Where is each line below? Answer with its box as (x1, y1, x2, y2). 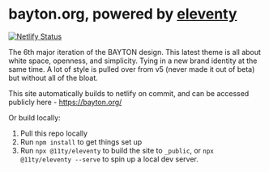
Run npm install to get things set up (19, 136, 143, 146)
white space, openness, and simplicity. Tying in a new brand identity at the (8, 56, 258, 65)
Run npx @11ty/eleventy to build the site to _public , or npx (19, 145, 215, 155)
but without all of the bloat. (8, 73, 99, 82)
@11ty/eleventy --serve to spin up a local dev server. (19, 154, 199, 164)
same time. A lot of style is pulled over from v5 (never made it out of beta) (8, 64, 255, 73)
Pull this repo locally (19, 128, 88, 138)
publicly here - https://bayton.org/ (8, 97, 122, 107)
